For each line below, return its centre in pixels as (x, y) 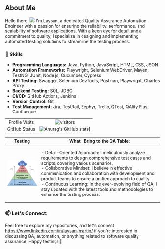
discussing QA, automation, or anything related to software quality (72, 236)
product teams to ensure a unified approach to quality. (96, 179)
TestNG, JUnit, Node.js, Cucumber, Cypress (57, 75)
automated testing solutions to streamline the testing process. (68, 41)
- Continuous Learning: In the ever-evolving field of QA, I (99, 184)
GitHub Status (21, 129)
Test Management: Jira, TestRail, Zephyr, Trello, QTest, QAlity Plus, (80, 107)
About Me (20, 8)
